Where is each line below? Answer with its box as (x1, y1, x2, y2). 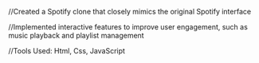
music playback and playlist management (8, 31, 145, 40)
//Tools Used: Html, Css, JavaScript (8, 46, 126, 55)
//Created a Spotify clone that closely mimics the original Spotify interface (8, 7, 252, 16)
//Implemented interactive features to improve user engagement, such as (8, 22, 249, 31)
